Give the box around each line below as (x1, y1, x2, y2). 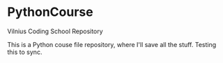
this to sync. (7, 48, 43, 56)
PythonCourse (7, 4, 93, 20)
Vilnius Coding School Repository (7, 27, 103, 35)
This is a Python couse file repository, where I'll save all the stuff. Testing (7, 40, 217, 48)
